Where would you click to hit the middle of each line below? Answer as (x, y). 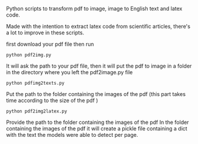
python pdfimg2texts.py (35, 83)
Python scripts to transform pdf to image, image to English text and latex (94, 9)
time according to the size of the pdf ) (52, 100)
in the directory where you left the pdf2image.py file (69, 72)
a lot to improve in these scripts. (45, 33)
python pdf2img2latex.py (37, 111)
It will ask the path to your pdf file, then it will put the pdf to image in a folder (99, 66)
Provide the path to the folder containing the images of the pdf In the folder (98, 122)
